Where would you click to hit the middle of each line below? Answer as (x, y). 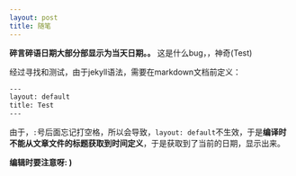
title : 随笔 (30, 26)
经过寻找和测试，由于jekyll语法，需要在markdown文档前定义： (125, 72)
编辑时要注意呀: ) (41, 162)
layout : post (34, 18)
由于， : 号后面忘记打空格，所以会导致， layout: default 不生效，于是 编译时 (148, 132)
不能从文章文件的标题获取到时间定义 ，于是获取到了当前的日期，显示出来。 (147, 143)
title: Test (31, 106)
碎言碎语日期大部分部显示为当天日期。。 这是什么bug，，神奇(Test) (131, 53)
